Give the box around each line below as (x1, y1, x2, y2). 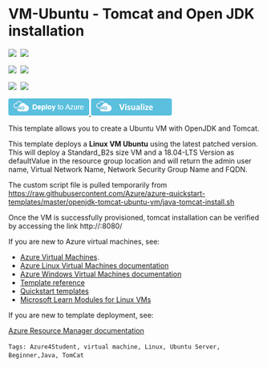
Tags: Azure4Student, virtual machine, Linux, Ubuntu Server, (8, 342, 220, 351)
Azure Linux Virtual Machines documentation (19, 260, 169, 270)
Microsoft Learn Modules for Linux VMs (19, 294, 152, 304)
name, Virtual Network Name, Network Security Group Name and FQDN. (8, 164, 248, 174)
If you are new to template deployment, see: (8, 310, 154, 320)
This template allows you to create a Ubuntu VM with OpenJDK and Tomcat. (8, 123, 260, 133)
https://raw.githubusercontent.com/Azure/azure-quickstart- (8, 188, 206, 198)
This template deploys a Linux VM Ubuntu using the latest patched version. (8, 139, 258, 148)
